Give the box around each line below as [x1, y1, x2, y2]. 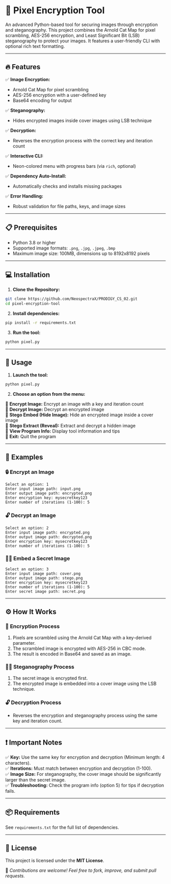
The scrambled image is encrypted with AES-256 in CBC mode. [12, 645, 146, 651]
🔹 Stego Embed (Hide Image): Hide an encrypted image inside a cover [5, 412, 154, 418]
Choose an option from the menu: [12, 391, 85, 397]
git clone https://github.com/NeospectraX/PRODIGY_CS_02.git [5, 296, 138, 301]
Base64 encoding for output [12, 97, 72, 104]
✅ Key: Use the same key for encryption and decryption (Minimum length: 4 [5, 754, 165, 760]
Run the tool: [12, 330, 41, 336]
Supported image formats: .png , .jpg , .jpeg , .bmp [12, 245, 116, 251]
